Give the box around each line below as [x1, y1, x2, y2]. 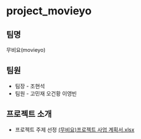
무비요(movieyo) [6, 47, 46, 53]
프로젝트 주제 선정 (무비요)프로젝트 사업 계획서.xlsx [14, 126, 135, 133]
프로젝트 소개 [6, 109, 52, 119]
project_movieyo [6, 4, 92, 18]
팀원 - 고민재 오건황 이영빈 [14, 89, 77, 97]
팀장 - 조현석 [14, 82, 45, 89]
